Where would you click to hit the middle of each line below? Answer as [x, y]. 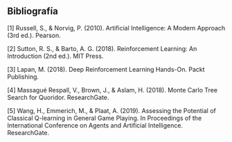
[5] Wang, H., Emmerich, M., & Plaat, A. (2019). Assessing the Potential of [111, 110]
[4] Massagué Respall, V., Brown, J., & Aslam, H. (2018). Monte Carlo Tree [113, 90]
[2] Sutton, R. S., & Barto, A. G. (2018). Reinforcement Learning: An [102, 48]
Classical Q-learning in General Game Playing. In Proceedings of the [105, 118]
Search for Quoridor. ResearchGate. [58, 97]
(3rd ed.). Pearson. [34, 35]
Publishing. [23, 77]
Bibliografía [33, 11]
